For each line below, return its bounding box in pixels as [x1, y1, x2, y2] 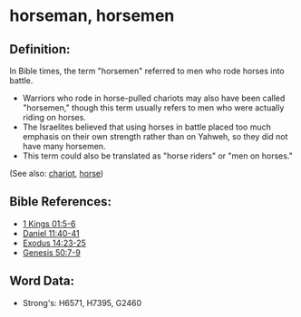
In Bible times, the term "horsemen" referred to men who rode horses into [9, 65, 286, 76]
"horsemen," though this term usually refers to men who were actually [22, 102, 285, 113]
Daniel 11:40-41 [22, 227, 80, 238]
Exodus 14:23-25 [22, 237, 86, 248]
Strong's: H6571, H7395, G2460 [22, 297, 142, 308]
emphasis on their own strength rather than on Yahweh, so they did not [22, 131, 288, 141]
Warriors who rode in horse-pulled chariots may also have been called [22, 92, 286, 103]
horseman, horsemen [9, 5, 175, 26]
